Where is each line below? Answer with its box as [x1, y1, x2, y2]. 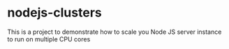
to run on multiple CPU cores [7, 35, 91, 43]
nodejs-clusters [7, 5, 103, 21]
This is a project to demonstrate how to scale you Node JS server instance [7, 28, 222, 36]
